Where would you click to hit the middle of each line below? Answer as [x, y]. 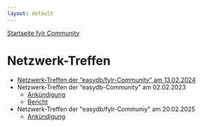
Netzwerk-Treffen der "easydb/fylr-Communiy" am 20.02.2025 [106, 109]
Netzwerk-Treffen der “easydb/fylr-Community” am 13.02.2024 [106, 80]
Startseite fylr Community [44, 33]
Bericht [37, 102]
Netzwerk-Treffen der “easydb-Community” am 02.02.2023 [101, 87]
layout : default [30, 13]
